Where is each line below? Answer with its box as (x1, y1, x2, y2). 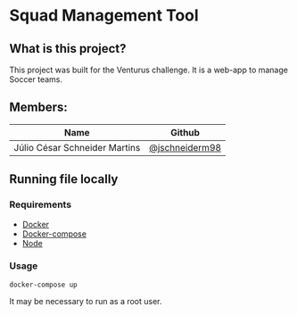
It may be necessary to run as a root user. (9, 295, 162, 306)
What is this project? (9, 41, 127, 56)
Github (170, 126, 201, 138)
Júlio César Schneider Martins (13, 141, 141, 153)
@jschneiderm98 (148, 141, 221, 153)
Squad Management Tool (9, 5, 199, 26)
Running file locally (9, 171, 119, 187)
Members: (9, 100, 69, 115)
